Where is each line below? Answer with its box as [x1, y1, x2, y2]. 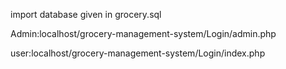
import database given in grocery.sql [10, 9, 162, 20]
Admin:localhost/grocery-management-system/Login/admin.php [10, 28, 277, 39]
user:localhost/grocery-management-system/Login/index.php [10, 47, 266, 59]
